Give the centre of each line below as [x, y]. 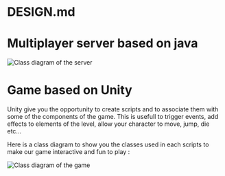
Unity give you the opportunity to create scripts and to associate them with [113, 109]
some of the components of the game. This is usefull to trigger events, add [113, 117]
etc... [14, 131]
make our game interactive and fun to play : [69, 152]
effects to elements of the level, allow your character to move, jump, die [108, 124]
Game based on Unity [70, 90]
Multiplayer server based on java [103, 44]
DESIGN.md [41, 12]
